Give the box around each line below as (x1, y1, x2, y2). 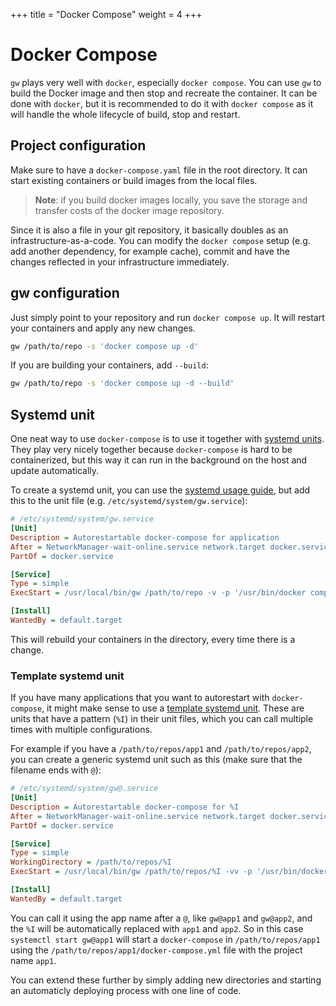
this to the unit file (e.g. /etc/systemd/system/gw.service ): (10, 495, 248, 507)
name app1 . (10, 954, 57, 966)
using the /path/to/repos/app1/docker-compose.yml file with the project (10, 944, 303, 956)
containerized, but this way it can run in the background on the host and (10, 454, 308, 466)
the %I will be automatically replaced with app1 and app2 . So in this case (10, 922, 304, 934)
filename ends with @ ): (10, 764, 102, 776)
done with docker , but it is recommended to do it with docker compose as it (10, 97, 314, 109)
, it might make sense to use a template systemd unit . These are (41, 702, 305, 714)
